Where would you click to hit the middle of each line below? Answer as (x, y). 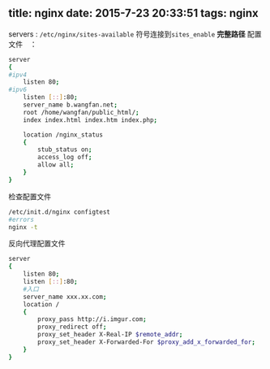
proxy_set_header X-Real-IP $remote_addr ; (110, 335)
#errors (21, 219)
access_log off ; (65, 158)
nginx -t (23, 227)
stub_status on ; (65, 150)
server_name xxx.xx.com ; (65, 297)
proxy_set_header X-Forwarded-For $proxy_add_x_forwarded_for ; (146, 342)
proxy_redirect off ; (72, 327)
